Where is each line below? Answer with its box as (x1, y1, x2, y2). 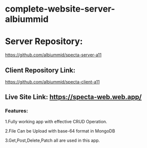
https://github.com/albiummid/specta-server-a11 (5, 52, 102, 58)
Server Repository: (5, 36, 83, 47)
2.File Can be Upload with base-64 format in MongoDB (5, 128, 115, 134)
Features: (5, 108, 28, 115)
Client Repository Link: (5, 66, 76, 74)
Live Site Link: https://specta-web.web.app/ (5, 93, 142, 101)
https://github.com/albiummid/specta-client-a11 (5, 79, 100, 84)
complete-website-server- (5, 3, 115, 15)
